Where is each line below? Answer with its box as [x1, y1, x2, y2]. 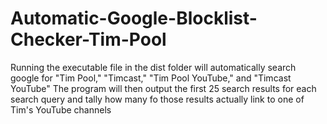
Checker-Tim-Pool [10, 28, 167, 51]
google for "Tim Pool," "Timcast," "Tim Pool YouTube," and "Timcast [10, 72, 292, 84]
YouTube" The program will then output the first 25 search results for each [10, 82, 317, 94]
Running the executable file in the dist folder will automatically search [10, 61, 297, 73]
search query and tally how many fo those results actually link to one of [10, 93, 305, 105]
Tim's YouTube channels [10, 103, 112, 116]
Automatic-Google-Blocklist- [10, 7, 258, 30]
